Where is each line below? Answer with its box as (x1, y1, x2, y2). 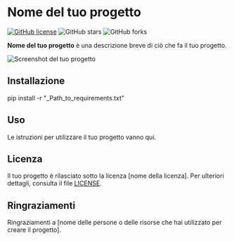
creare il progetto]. (7, 226, 62, 234)
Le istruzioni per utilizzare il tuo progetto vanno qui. (7, 133, 157, 141)
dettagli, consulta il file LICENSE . (7, 179, 102, 188)
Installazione (7, 75, 65, 87)
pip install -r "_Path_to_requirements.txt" (7, 93, 125, 102)
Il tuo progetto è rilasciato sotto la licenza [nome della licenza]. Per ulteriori (7, 171, 225, 180)
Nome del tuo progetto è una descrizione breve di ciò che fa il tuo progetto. (7, 41, 227, 49)
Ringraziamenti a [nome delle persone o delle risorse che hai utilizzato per (7, 219, 222, 227)
